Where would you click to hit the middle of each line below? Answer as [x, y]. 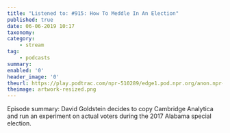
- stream [32, 45]
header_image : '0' [33, 77]
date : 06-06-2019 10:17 [41, 26]
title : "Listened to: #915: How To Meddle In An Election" [93, 13]
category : [21, 39]
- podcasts [35, 58]
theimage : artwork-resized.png [52, 89]
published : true [30, 20]
